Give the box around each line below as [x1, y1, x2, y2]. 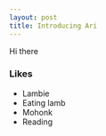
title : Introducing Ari [9, 21, 98, 30]
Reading [21, 116, 53, 127]
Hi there [9, 45, 38, 56]
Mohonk [21, 107, 53, 117]
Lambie [21, 88, 50, 99]
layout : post [9, 12, 58, 22]
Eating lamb [21, 97, 66, 108]
